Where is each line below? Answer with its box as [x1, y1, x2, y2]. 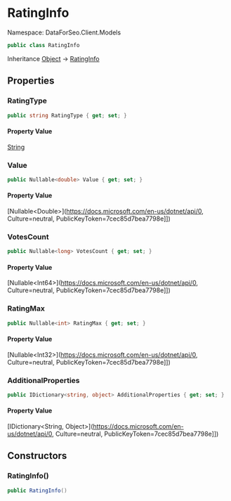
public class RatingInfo [7, 41, 80, 48]
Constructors [7, 450, 67, 462]
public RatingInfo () [7, 487, 68, 494]
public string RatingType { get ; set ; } [7, 112, 128, 119]
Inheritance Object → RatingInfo [7, 54, 100, 63]
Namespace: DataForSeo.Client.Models [7, 28, 121, 37]
